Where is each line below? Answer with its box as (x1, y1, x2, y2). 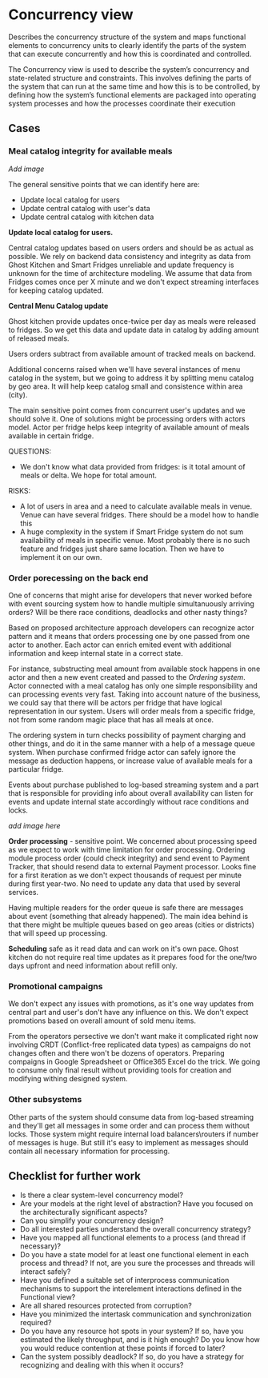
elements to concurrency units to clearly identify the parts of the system (8, 40, 246, 50)
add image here (8, 821, 61, 830)
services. (8, 887, 38, 897)
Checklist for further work (8, 1169, 142, 1183)
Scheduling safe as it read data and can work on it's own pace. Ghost (8, 944, 239, 953)
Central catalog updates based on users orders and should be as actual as (8, 242, 254, 253)
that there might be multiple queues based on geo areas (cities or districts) (8, 920, 254, 929)
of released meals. (8, 334, 70, 343)
